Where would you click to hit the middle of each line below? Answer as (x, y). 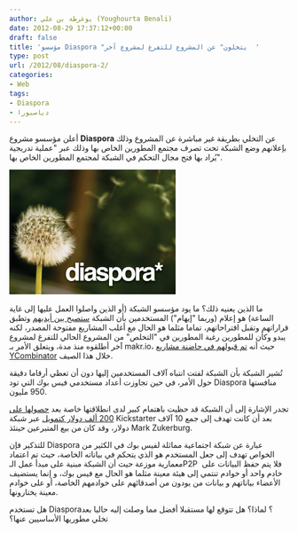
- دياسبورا (29, 112)
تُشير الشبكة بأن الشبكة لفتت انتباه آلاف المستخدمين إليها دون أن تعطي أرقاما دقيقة (146, 373)
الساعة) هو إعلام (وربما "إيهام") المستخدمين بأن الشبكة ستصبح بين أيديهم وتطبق (141, 318)
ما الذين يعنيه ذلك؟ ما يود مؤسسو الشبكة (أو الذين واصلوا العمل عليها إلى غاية (136, 309)
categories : (31, 75)
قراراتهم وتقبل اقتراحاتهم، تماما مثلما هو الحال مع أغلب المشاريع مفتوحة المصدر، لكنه (149, 327)
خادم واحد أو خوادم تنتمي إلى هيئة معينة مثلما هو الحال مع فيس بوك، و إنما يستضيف (146, 474)
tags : (19, 93)
